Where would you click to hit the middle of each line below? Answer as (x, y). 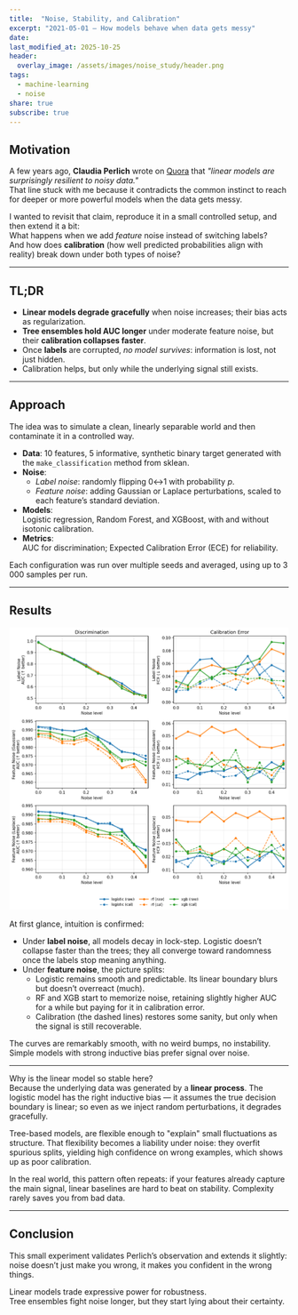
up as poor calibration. (50, 1162)
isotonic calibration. (58, 528)
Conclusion (42, 1235)
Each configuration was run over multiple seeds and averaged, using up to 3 (149, 565)
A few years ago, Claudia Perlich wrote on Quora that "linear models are (142, 171)
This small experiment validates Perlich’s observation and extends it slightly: (148, 1255)
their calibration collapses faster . (84, 341)
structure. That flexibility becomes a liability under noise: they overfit (134, 1143)
